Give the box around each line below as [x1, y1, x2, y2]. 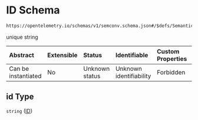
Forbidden [157, 68, 186, 76]
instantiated [9, 71, 42, 80]
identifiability [115, 71, 151, 80]
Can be [9, 64, 29, 73]
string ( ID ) [6, 107, 32, 114]
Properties [157, 54, 187, 63]
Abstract [9, 51, 34, 59]
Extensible [47, 51, 78, 59]
